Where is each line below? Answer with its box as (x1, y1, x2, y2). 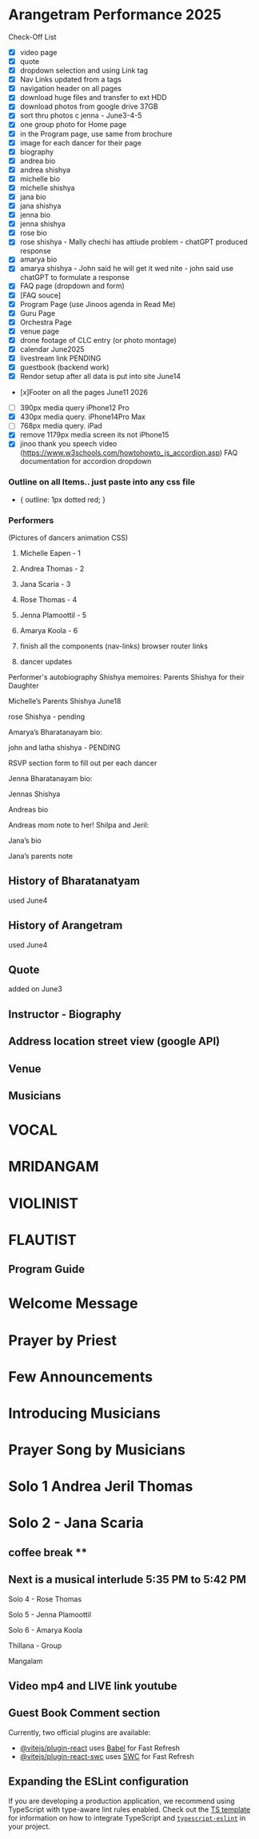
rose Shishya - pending (8, 712, 86, 721)
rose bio (19, 228, 48, 237)
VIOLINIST (8, 1194, 79, 1212)
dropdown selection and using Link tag (19, 66, 149, 75)
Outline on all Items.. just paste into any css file (8, 477, 196, 488)
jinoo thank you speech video (19, 439, 118, 449)
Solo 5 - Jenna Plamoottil (8, 1610, 92, 1619)
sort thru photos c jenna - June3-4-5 (19, 110, 142, 121)
